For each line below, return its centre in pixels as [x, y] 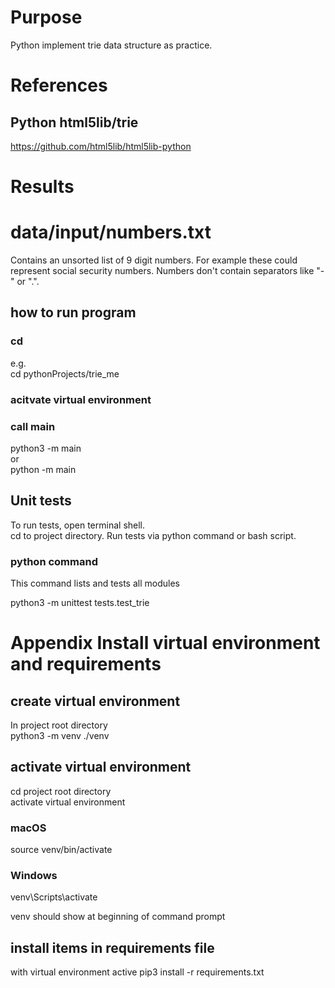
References [59, 85]
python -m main [43, 469]
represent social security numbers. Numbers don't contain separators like [162, 271]
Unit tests [41, 501]
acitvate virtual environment [81, 399]
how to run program [73, 312]
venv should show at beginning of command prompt [118, 917]
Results [42, 187]
